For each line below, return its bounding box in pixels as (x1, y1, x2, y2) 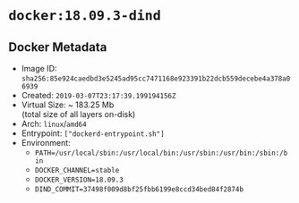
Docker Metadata (8, 39, 107, 55)
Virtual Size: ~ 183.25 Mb (21, 99, 115, 110)
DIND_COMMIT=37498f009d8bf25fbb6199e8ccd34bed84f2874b (34, 185, 243, 194)
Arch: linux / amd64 (21, 119, 87, 129)
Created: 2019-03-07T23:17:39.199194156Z (21, 90, 176, 100)
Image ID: (21, 63, 57, 73)
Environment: (21, 138, 71, 148)
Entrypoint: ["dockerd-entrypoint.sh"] (21, 128, 165, 139)
